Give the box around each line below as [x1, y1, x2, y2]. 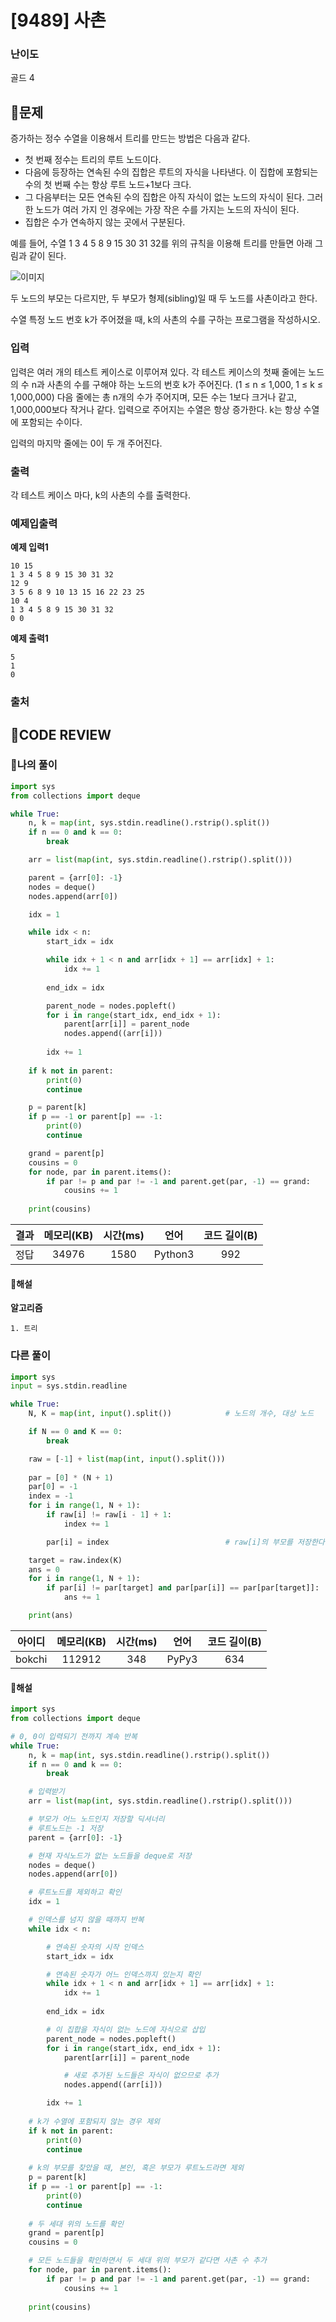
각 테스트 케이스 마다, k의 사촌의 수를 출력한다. [10, 489, 192, 501]
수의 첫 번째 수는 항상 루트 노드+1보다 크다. [24, 179, 192, 191]
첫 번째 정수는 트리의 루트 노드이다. [24, 154, 162, 166]
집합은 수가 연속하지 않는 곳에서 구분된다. [24, 216, 186, 228]
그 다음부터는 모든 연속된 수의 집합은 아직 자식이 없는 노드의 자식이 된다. [24, 191, 305, 203]
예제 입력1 [10, 541, 49, 553]
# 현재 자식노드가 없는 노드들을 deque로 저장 [28, 1851, 192, 1861]
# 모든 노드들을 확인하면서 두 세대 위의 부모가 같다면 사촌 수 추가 [28, 2256, 267, 2266]
